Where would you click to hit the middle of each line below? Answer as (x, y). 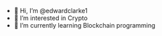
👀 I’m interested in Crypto (50, 18)
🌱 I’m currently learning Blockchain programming (85, 25)
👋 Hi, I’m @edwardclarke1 (50, 11)
